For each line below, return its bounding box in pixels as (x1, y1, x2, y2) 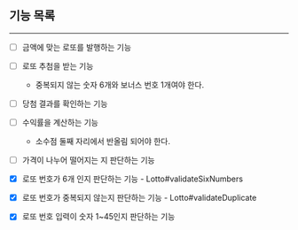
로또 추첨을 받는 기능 (21, 60, 94, 71)
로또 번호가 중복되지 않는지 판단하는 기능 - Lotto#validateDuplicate (21, 193, 257, 203)
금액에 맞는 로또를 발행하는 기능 (21, 42, 131, 52)
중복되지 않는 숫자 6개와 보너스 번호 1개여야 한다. (35, 79, 205, 90)
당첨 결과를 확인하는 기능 (21, 98, 108, 109)
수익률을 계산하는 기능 (21, 118, 99, 127)
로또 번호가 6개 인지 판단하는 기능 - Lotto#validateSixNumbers (21, 173, 244, 184)
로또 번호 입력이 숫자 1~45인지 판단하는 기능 (21, 211, 176, 222)
